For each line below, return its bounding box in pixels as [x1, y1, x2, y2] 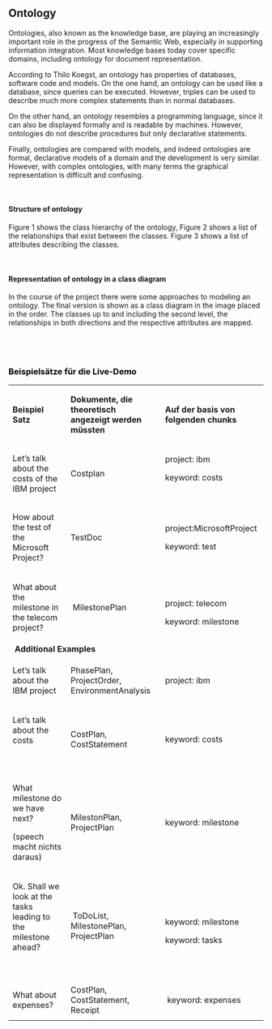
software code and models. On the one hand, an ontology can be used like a [8, 78, 263, 88]
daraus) [12, 851, 42, 863]
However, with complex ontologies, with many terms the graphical [8, 161, 228, 171]
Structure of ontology [8, 205, 83, 214]
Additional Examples [15, 643, 96, 654]
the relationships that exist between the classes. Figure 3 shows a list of [8, 231, 249, 241]
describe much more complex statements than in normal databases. [8, 95, 236, 105]
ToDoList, [72, 910, 109, 921]
